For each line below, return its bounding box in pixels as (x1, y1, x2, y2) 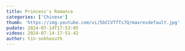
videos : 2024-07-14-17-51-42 (6, 30, 79, 36)
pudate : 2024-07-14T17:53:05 (6, 25, 79, 31)
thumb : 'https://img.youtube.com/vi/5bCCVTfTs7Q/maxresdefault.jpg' (6, 19, 180, 25)
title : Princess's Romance (6, 8, 73, 15)
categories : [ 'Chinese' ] (6, 14, 68, 20)
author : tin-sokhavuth (6, 36, 63, 42)
